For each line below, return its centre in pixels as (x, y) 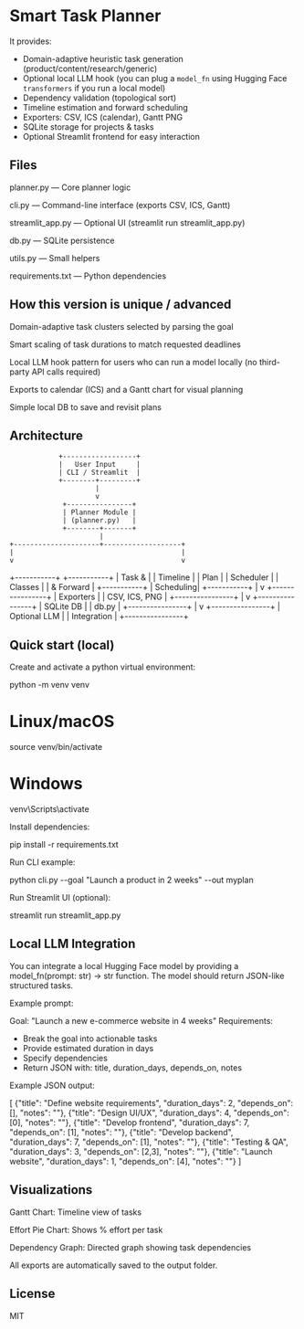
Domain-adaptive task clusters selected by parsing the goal (122, 326)
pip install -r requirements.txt (64, 845)
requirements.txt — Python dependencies (88, 276)
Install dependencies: (50, 827)
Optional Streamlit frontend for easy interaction (111, 136)
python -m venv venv (49, 685)
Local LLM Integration (73, 944)
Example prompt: (42, 1003)
